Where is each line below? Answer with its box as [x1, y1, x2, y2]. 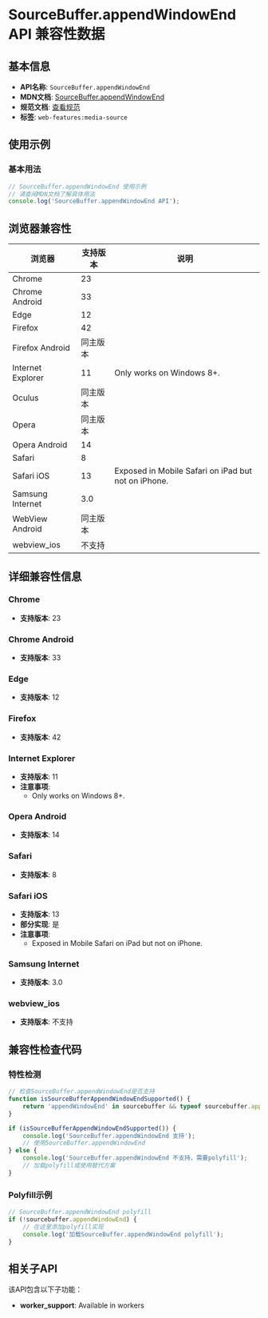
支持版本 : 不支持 [19, 1017, 73, 1027]
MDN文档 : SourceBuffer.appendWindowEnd [19, 92, 165, 102]
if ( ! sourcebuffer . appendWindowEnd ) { [8, 1215, 137, 1224]
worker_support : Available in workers [19, 1300, 145, 1310]
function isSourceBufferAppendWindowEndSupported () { [8, 1095, 191, 1104]
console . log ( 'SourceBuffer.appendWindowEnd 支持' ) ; [22, 1132, 195, 1140]
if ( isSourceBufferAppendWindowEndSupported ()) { [8, 1124, 177, 1132]
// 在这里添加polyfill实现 [22, 1223, 104, 1231]
